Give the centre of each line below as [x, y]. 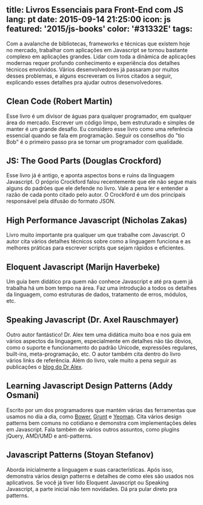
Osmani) [23, 395]
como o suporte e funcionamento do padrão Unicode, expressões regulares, [102, 347]
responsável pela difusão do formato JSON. [61, 201]
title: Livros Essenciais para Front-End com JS [95, 10]
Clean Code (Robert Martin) [60, 102]
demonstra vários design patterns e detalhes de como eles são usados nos [100, 476]
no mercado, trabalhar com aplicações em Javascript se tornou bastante [97, 50]
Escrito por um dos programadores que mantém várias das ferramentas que [101, 410]
